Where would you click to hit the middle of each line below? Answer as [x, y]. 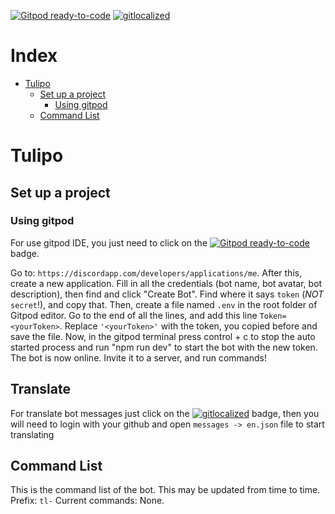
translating [32, 434]
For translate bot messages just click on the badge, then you [165, 413]
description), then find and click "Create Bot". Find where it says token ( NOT [167, 294]
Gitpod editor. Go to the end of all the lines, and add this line [134, 315]
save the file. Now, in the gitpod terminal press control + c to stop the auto [163, 336]
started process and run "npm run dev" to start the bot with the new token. [164, 347]
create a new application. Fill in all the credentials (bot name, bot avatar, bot [166, 283]
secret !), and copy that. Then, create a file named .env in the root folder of [164, 304]
